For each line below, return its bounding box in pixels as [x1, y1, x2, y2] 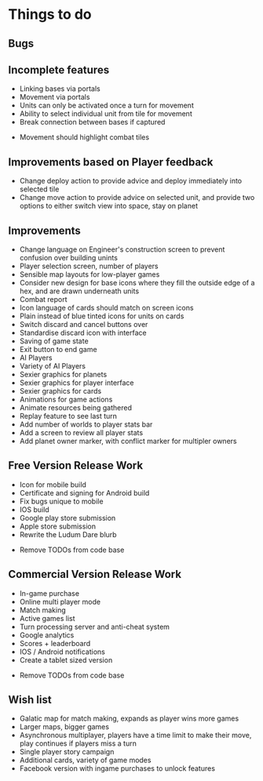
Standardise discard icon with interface [19, 328, 147, 338]
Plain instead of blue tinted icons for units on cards [19, 311, 184, 321]
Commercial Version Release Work [8, 568, 182, 581]
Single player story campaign [19, 747, 115, 757]
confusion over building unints [19, 253, 118, 263]
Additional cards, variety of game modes [19, 755, 152, 765]
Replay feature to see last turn [19, 412, 118, 421]
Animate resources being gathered [19, 403, 132, 412]
